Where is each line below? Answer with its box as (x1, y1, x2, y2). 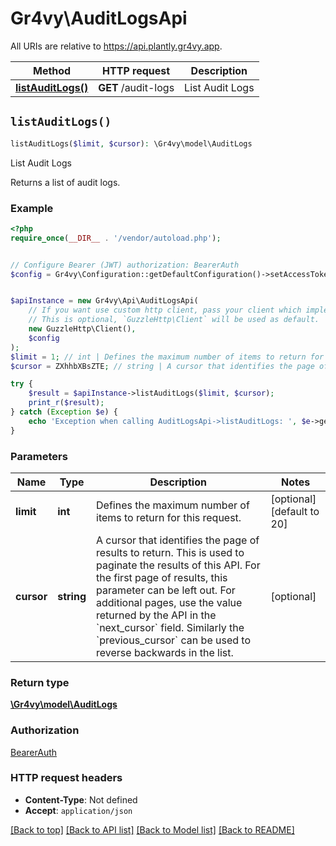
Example (10, 201, 54, 215)
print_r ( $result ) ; (28, 398, 105, 408)
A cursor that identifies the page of (96, 533, 260, 547)
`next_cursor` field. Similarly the (96, 620, 245, 634)
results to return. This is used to (96, 545, 245, 559)
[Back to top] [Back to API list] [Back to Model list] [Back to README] (10, 823, 295, 836)
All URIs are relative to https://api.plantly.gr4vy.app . (10, 40, 223, 52)
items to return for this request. (96, 510, 242, 524)
